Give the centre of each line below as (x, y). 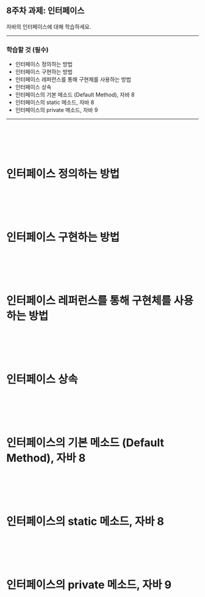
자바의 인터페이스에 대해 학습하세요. (49, 26)
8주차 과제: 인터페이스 (45, 11)
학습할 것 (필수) (27, 49)
